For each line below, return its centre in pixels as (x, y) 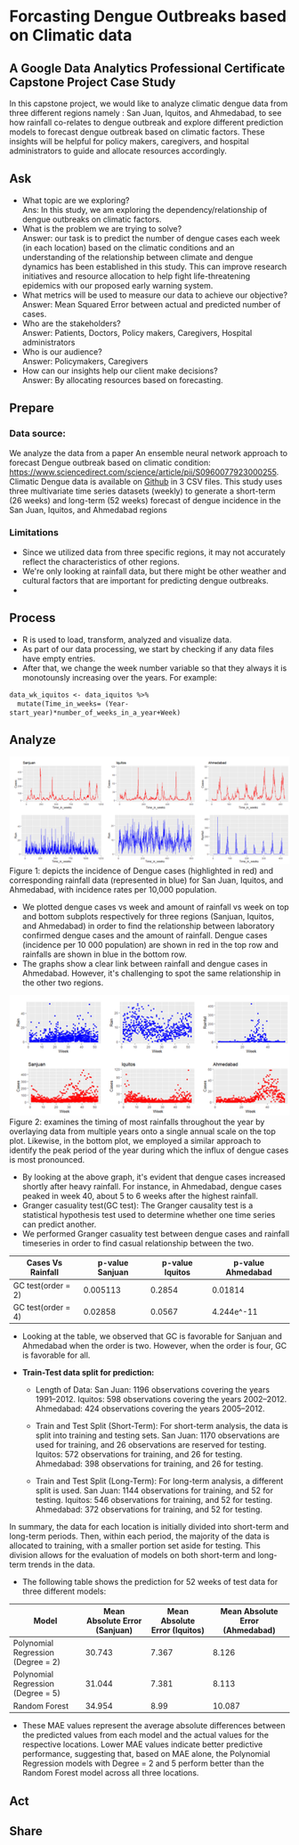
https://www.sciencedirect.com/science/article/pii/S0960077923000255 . (144, 472)
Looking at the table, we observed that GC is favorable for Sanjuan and (152, 1336)
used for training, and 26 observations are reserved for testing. (151, 1445)
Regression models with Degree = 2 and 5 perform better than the (143, 1763)
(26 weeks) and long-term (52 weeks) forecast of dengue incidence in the (145, 500)
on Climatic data (71, 35)
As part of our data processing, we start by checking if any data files (148, 649)
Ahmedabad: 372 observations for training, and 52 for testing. (149, 1510)
